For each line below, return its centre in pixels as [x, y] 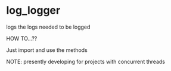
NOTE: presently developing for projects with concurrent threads [86, 61]
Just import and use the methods [47, 50]
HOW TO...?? [22, 38]
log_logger [33, 10]
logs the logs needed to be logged [48, 27]
